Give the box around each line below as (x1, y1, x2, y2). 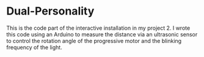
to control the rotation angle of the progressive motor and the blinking (6, 37, 182, 44)
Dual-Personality (6, 4, 95, 18)
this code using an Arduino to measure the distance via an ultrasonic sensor (6, 30, 198, 38)
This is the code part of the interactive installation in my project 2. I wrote (6, 24, 191, 32)
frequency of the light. (6, 44, 62, 51)
